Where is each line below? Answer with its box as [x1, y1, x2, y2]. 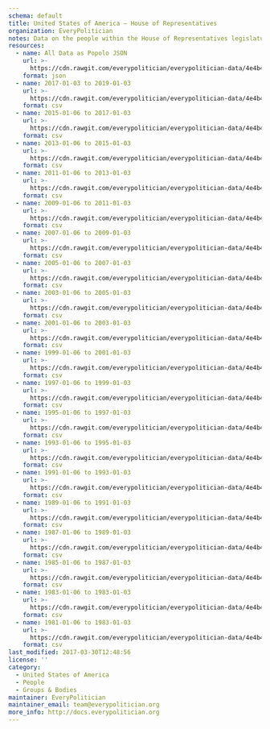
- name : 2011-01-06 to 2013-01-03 [15, 169, 131, 177]
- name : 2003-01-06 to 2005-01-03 [15, 289, 131, 297]
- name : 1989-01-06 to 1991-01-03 [15, 499, 131, 507]
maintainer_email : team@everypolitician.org [8, 701, 160, 709]
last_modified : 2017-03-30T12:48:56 [8, 648, 131, 657]
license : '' [8, 656, 48, 665]
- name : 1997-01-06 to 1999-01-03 [15, 379, 131, 387]
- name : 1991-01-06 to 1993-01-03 [15, 469, 131, 477]
